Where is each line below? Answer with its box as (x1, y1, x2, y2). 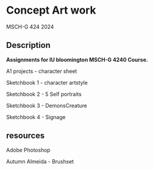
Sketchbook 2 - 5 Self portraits (6, 90, 82, 98)
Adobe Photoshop (6, 146, 51, 153)
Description (6, 40, 51, 50)
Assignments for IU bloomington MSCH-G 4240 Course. (6, 56, 149, 63)
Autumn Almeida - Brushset (6, 158, 74, 165)
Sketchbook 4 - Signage (6, 113, 66, 120)
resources (6, 131, 45, 141)
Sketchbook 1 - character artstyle (6, 79, 88, 86)
